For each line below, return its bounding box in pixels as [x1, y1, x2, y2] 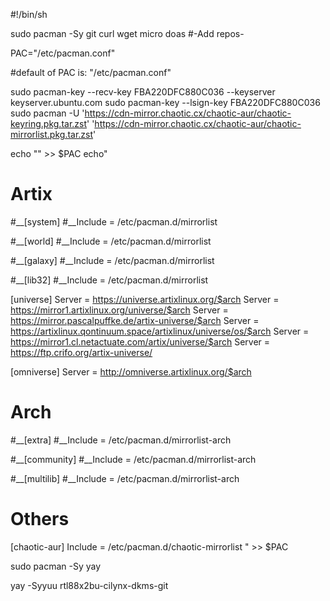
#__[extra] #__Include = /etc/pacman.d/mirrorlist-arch [10, 434, 232, 446]
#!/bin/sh [10, 9, 48, 20]
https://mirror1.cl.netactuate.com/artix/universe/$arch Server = [10, 335, 271, 348]
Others [10, 508, 70, 531]
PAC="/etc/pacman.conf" [10, 47, 116, 59]
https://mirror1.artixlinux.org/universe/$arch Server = [10, 304, 229, 316]
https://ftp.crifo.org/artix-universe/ [10, 346, 153, 358]
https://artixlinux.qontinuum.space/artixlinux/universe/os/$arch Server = [10, 325, 310, 337]
